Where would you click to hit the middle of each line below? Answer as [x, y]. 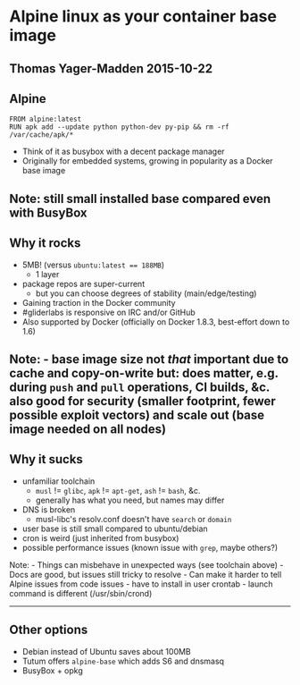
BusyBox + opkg [52, 670]
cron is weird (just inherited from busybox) [100, 537]
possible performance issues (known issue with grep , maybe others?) [150, 547]
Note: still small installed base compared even [140, 199]
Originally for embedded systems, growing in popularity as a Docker [148, 161]
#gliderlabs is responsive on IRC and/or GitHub [108, 312]
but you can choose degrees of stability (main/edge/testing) [146, 293]
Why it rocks [45, 243]
